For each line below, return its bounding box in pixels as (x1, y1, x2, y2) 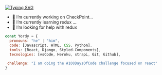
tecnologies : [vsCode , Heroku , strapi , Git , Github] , (9, 52, 121, 57)
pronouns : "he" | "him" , (9, 38, 60, 43)
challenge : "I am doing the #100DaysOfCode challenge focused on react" (7, 61, 158, 66)
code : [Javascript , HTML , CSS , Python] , (9, 43, 92, 48)
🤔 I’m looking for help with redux (12, 24, 77, 30)
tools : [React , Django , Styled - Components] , (9, 47, 101, 52)
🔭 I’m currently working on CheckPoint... (12, 14, 93, 19)
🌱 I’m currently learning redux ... (12, 19, 77, 25)
